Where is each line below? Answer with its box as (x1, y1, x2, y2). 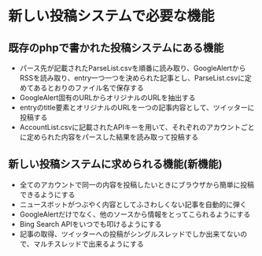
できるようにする (19, 190, 76, 199)
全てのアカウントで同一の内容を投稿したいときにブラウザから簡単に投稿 (19, 180, 254, 189)
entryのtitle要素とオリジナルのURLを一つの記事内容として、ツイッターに (19, 103, 255, 112)
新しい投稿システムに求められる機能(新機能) (8, 158, 223, 171)
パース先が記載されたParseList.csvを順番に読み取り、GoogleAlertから (19, 64, 246, 72)
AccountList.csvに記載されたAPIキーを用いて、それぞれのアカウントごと (19, 123, 255, 132)
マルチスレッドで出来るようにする (33, 239, 144, 248)
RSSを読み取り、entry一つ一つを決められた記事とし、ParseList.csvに (19, 73, 245, 83)
